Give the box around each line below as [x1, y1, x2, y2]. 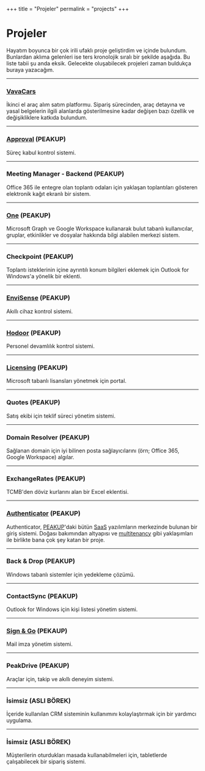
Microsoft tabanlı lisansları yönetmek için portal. [6, 377, 127, 385]
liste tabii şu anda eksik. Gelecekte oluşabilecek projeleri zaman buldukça [6, 59, 192, 67]
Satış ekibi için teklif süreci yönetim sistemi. [6, 412, 116, 419]
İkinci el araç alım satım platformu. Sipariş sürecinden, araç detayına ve [6, 101, 185, 109]
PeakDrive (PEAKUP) [6, 662, 70, 670]
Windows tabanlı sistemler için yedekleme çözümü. [6, 571, 135, 578]
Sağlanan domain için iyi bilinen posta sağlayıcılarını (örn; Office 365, [6, 447, 180, 454]
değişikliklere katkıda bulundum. [6, 114, 87, 121]
